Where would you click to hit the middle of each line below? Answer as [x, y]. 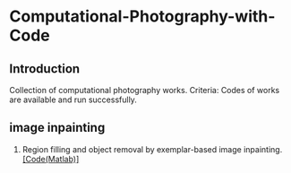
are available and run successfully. [73, 99]
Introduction [45, 69]
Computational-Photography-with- [142, 17]
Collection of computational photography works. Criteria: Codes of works [145, 90]
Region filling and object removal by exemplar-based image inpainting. [152, 149]
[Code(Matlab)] [51, 159]
